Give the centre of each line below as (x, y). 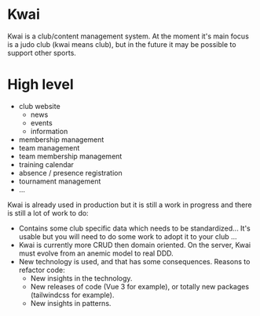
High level (40, 85)
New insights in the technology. (81, 278)
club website (39, 106)
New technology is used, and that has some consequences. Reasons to (134, 261)
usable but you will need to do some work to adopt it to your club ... (128, 236)
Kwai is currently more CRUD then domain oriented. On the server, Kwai (135, 245)
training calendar (46, 164)
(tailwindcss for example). (72, 295)
